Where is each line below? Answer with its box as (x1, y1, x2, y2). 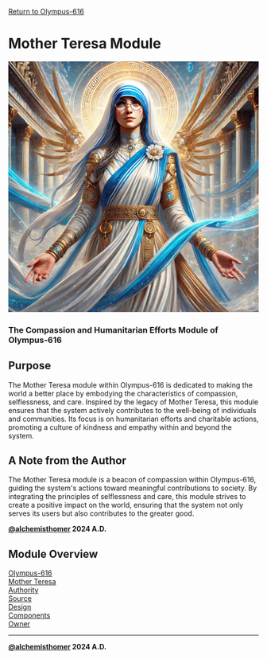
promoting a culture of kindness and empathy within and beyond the (8, 422, 232, 432)
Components (8, 610, 51, 620)
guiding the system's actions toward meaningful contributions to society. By (8, 483, 257, 493)
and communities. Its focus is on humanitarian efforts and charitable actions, (8, 414, 259, 423)
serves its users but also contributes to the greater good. (8, 509, 195, 518)
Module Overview (8, 547, 99, 560)
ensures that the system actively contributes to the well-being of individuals (8, 405, 257, 415)
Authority (8, 585, 39, 595)
